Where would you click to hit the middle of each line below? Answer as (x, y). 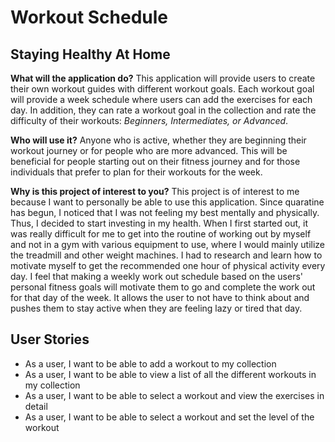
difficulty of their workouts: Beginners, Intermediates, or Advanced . (149, 120)
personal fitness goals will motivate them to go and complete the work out (163, 287)
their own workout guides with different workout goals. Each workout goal (162, 89)
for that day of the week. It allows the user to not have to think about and (160, 297)
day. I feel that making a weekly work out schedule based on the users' (157, 276)
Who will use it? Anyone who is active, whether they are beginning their (158, 140)
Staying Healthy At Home (90, 54)
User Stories (50, 339)
